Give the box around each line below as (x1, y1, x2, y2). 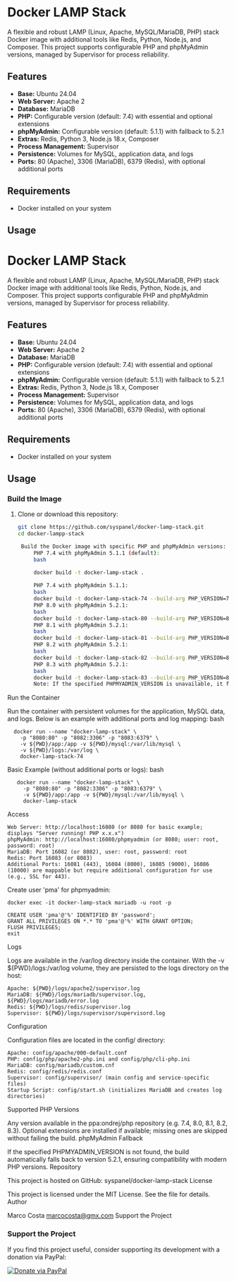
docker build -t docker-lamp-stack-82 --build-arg (33, 654, 185, 661)
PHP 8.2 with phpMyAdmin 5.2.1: (33, 641, 129, 648)
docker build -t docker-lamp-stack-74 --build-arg (33, 595, 185, 602)
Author (7, 1198, 27, 1206)
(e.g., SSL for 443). (7, 873, 71, 880)
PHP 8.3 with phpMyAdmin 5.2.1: (33, 660, 129, 668)
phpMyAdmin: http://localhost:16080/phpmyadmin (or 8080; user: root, (7, 836, 219, 844)
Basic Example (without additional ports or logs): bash (7, 765, 164, 774)
